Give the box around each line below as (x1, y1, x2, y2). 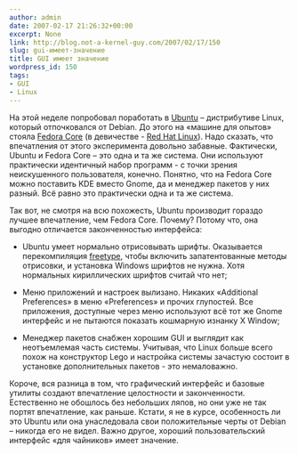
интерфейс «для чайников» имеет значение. (9, 434, 180, 445)
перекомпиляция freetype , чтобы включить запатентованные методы (21, 250, 287, 261)
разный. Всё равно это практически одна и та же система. (9, 188, 234, 199)
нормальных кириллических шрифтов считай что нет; (21, 269, 228, 280)
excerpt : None (9, 29, 62, 38)
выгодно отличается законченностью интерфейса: (9, 223, 203, 234)
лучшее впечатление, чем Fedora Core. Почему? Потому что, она (9, 215, 259, 225)
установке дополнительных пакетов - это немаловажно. (21, 361, 238, 371)
